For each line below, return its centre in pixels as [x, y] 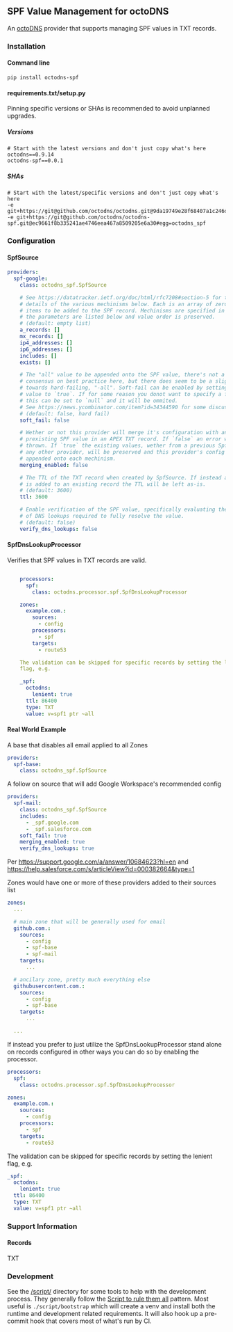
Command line [29, 63]
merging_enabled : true [52, 842]
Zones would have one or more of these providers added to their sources [112, 882]
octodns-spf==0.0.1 [35, 161]
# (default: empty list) [55, 324]
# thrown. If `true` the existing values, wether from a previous [118, 446]
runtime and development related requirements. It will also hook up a [105, 1314]
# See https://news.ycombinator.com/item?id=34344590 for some [113, 407]
